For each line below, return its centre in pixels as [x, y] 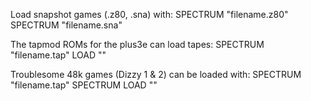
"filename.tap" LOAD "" [58, 55]
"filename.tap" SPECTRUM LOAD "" [84, 85]
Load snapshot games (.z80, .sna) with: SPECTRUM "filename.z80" [149, 14]
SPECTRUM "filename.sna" [66, 25]
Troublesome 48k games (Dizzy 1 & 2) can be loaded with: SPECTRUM [156, 74]
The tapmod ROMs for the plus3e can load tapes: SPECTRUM [137, 44]
